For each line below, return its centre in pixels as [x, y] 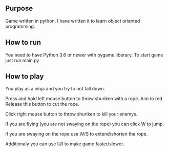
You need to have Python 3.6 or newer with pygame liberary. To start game [84, 55]
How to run [23, 42]
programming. [20, 26]
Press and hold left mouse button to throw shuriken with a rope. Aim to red [84, 99]
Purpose [19, 8]
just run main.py [22, 60]
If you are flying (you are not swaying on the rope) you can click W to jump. [85, 124]
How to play [25, 77]
